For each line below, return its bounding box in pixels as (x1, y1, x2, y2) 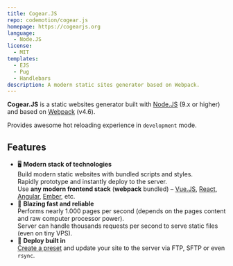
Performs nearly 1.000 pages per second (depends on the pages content (17, 207, 226, 215)
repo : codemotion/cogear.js (7, 17, 89, 24)
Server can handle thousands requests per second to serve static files (17, 222, 218, 230)
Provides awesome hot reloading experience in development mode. (7, 121, 198, 129)
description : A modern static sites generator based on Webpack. (7, 81, 200, 88)
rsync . (17, 251, 35, 260)
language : (7, 29, 36, 37)
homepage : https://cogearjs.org (7, 23, 101, 30)
